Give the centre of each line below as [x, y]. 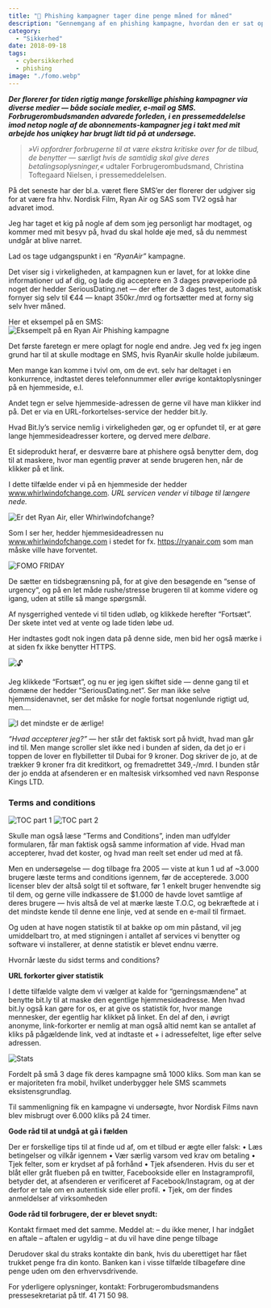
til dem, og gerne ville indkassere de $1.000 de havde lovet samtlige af [126, 894]
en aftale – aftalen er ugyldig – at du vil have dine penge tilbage [113, 1238]
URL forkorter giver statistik [56, 975]
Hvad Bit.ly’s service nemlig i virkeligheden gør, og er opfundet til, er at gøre [135, 427]
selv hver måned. [37, 306]
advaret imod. [31, 208]
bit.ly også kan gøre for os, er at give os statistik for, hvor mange [115, 1008]
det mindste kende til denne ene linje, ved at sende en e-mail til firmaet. [127, 911]
